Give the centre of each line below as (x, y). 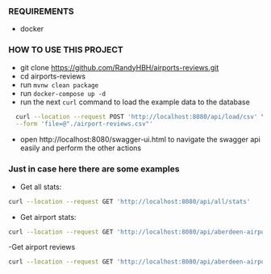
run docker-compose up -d (63, 93)
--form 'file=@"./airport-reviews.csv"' (84, 124)
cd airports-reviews (53, 76)
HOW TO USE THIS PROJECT (66, 50)
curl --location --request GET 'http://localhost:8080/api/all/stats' (129, 201)
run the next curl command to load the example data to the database (135, 102)
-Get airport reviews (42, 247)
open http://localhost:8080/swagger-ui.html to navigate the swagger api (140, 140)
